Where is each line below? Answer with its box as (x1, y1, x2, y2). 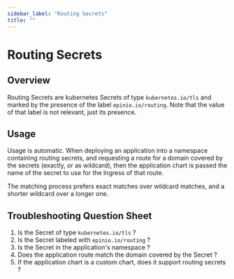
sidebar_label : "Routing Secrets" (7, 10, 108, 17)
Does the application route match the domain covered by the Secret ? (17, 250, 218, 259)
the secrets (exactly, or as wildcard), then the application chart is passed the (7, 161, 228, 169)
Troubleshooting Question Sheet (7, 210, 152, 222)
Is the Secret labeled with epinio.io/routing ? (17, 236, 151, 244)
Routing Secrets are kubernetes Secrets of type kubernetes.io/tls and (7, 93, 212, 101)
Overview (7, 75, 51, 86)
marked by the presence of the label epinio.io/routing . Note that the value (7, 100, 225, 109)
